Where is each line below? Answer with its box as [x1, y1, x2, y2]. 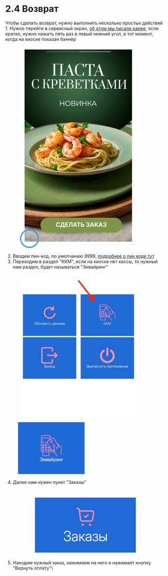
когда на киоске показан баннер [5, 36, 76, 42]
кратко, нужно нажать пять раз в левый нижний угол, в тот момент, [5, 31, 154, 37]
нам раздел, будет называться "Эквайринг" [12, 264, 108, 270]
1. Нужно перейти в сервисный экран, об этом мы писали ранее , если [5, 25, 159, 31]
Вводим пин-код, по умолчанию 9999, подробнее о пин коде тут [12, 253, 155, 259]
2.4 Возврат [5, 3, 59, 15]
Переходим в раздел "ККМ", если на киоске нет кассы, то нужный [12, 258, 158, 265]
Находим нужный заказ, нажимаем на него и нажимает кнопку [12, 559, 151, 565]
